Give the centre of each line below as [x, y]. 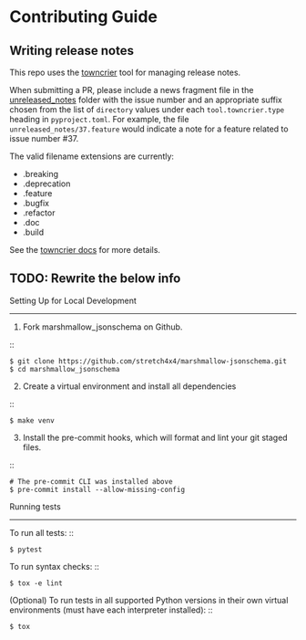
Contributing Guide [83, 17]
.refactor [39, 213]
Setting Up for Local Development [73, 300]
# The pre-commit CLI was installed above [91, 481]
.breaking [41, 174]
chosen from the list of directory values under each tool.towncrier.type [147, 110]
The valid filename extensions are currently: [92, 156]
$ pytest [26, 550]
